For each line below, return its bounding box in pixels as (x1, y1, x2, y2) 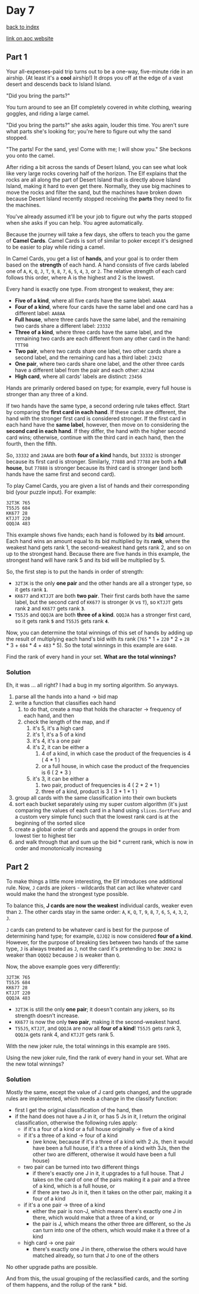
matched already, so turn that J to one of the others (32, 1252, 159, 1259)
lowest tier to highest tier (14, 832, 76, 839)
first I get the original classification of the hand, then (14, 1107, 143, 1114)
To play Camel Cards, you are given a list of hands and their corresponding (6, 482, 189, 489)
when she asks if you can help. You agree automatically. (6, 219, 144, 226)
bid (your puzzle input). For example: (6, 488, 97, 496)
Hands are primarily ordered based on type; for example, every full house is (6, 384, 192, 391)
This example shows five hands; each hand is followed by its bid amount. (6, 531, 185, 538)
